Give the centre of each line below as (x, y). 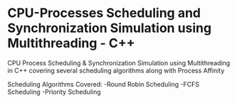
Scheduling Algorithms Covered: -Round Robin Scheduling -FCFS (104, 84)
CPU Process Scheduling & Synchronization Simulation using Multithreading (119, 63)
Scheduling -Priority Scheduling (54, 92)
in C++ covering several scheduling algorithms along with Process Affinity (116, 70)
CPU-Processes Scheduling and (104, 13)
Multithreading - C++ (71, 43)
